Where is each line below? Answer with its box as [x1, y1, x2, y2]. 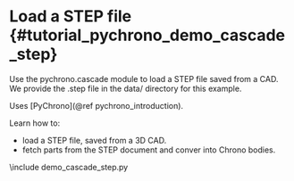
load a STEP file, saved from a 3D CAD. [21, 135, 167, 145]
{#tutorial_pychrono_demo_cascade [9, 25, 286, 45]
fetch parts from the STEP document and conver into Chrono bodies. [21, 144, 276, 155]
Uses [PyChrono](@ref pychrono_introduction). [9, 100, 184, 111]
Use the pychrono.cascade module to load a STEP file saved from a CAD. [9, 73, 279, 84]
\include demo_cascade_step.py [9, 161, 129, 172]
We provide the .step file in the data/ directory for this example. [9, 83, 242, 94]
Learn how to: [9, 118, 61, 128]
